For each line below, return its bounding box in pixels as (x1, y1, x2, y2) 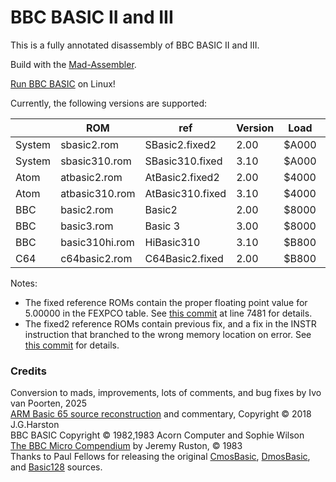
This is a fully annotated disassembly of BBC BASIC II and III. (10, 39, 260, 51)
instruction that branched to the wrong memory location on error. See (24, 328, 312, 340)
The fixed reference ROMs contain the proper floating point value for (24, 296, 308, 308)
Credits (10, 364, 47, 378)
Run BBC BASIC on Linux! (10, 77, 116, 90)
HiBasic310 (144, 235, 201, 249)
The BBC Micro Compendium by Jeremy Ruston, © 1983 (10, 440, 243, 452)
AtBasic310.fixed (144, 186, 227, 200)
